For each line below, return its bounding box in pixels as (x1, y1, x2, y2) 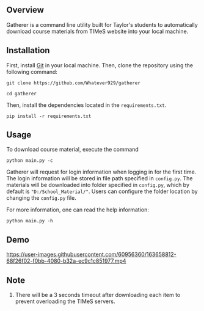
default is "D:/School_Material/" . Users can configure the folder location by (6, 188, 198, 195)
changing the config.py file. (6, 194, 76, 202)
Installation (6, 45, 50, 56)
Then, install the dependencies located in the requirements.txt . (6, 101, 167, 109)
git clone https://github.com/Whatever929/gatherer (6, 79, 140, 86)
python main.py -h (6, 218, 53, 224)
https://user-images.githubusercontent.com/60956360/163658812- (6, 251, 177, 258)
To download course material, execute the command (6, 146, 139, 153)
